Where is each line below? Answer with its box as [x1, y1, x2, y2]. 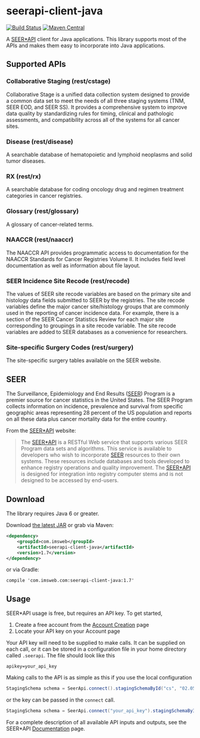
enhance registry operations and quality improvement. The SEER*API [20, 464, 191, 471]
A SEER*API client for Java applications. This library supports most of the [6, 35, 186, 42]
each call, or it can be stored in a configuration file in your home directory [6, 645, 187, 653]
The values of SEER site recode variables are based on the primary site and [6, 290, 191, 298]
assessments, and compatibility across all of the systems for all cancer [6, 116, 180, 123]
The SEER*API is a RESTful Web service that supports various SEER [20, 439, 187, 446]
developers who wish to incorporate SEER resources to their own [20, 451, 180, 458]
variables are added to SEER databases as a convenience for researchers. [6, 329, 188, 336]
